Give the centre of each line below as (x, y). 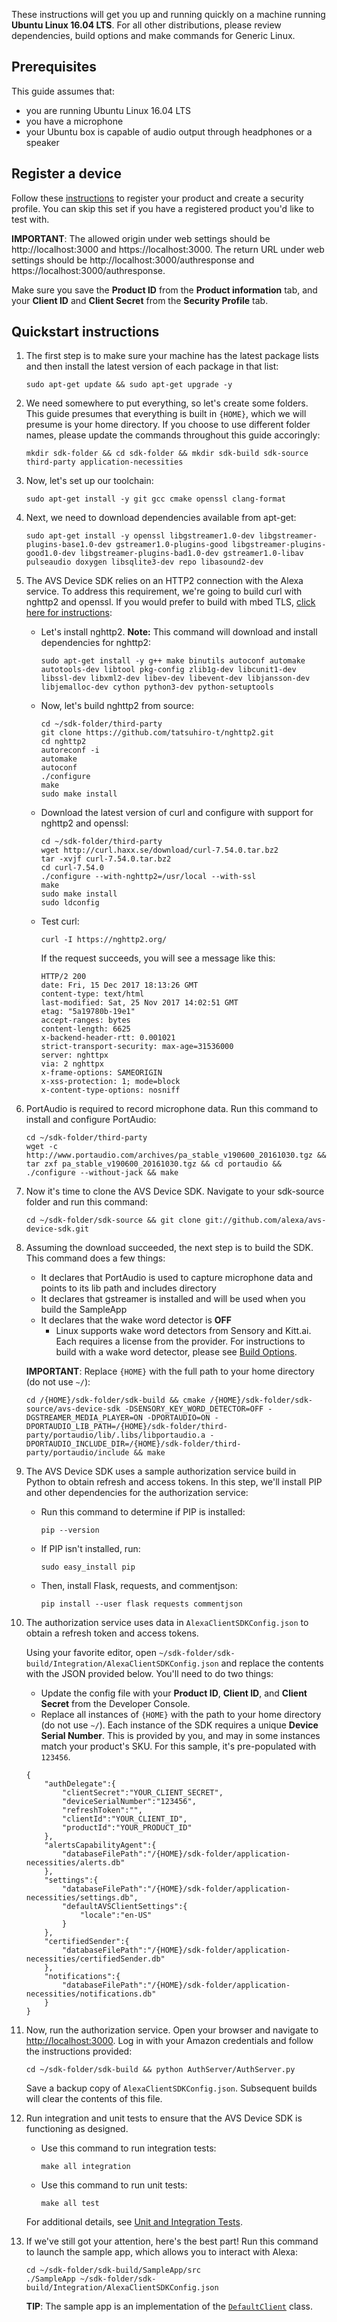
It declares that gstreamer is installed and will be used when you (173, 1299)
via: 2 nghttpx (72, 1064)
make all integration (85, 2167)
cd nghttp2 (63, 742)
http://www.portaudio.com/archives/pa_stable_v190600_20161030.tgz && (176, 1155)
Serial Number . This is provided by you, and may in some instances (180, 1736)
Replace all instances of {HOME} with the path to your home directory (181, 1715)
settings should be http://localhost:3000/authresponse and (133, 260)
